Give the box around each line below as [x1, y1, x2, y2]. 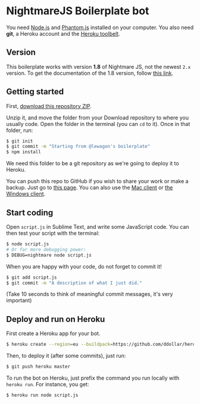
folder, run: [6, 127, 33, 134]
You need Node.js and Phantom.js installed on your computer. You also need [6, 24, 194, 31]
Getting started [6, 87, 64, 97]
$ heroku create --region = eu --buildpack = [6, 342, 113, 348]
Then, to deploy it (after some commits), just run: [6, 352, 126, 359]
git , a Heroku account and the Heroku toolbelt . [6, 30, 120, 37]
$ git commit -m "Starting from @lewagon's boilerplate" [6, 144, 151, 150]
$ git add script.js [6, 274, 58, 280]
